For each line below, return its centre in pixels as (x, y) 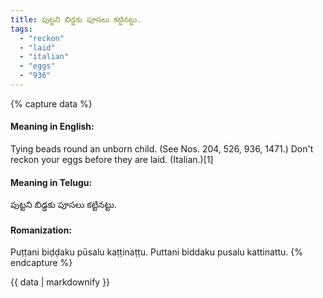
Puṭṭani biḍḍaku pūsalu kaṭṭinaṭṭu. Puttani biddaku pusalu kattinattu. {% (156, 252)
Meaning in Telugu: (51, 182)
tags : (21, 29)
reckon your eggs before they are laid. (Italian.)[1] (112, 160)
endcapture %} (41, 263)
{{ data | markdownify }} (60, 282)
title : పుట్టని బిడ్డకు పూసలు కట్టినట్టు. (76, 19)
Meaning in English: (52, 127)
